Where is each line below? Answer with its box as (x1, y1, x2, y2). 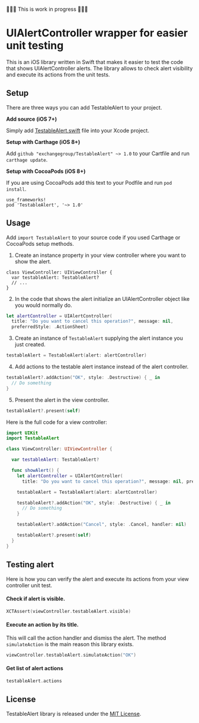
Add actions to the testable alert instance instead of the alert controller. (14, 363, 189, 370)
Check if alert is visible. (6, 595, 65, 602)
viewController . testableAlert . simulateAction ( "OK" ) (6, 652, 136, 658)
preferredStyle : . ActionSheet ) (11, 324, 89, 330)
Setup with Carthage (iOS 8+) (6, 138, 81, 145)
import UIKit (6, 430, 38, 436)
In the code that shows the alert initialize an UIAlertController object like (14, 295, 190, 302)
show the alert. (14, 258, 52, 265)
